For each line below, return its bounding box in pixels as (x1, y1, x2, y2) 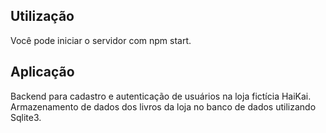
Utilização (10, 8, 75, 25)
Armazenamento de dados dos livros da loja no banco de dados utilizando (10, 100, 317, 113)
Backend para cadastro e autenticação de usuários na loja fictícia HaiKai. (10, 90, 312, 102)
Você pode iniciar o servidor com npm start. (10, 34, 192, 46)
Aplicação (10, 64, 75, 81)
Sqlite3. (10, 111, 42, 123)
